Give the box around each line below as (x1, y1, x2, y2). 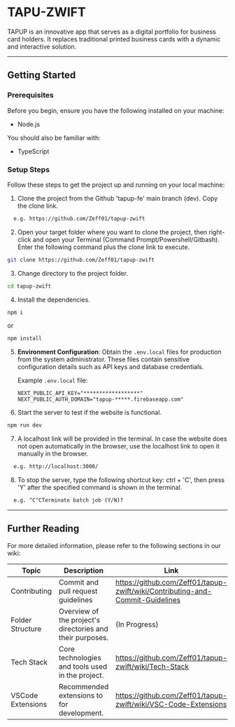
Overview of (58, 606, 99, 616)
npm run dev (7, 422, 42, 429)
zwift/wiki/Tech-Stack (115, 661, 189, 671)
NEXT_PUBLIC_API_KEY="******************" (17, 390, 143, 397)
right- (208, 227, 225, 236)
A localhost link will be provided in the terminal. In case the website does (17, 434, 227, 443)
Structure (10, 624, 42, 634)
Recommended (58, 681, 109, 691)
